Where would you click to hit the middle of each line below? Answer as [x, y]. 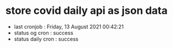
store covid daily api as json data [86, 11]
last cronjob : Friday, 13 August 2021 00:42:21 [69, 27]
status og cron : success [44, 32]
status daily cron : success [46, 39]
